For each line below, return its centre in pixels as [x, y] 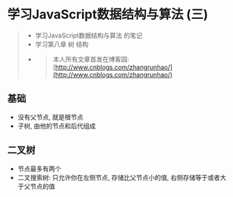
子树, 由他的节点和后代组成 [56, 126]
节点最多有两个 [39, 168]
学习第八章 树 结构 [62, 44]
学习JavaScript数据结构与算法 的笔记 [89, 35]
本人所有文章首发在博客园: [91, 59]
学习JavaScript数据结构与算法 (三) [108, 14]
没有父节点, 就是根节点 [50, 117]
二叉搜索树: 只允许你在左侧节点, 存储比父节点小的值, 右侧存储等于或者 [119, 177]
